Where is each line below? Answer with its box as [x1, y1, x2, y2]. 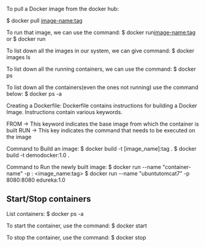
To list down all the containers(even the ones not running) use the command [6, 84, 199, 91]
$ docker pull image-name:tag [6, 17, 83, 24]
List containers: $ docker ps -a [6, 210, 84, 217]
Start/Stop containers [6, 194, 91, 204]
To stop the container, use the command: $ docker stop [6, 234, 147, 241]
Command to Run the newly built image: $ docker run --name [6, 163, 162, 170]
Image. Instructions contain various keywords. [6, 109, 123, 115]
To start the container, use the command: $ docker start [6, 222, 147, 229]
